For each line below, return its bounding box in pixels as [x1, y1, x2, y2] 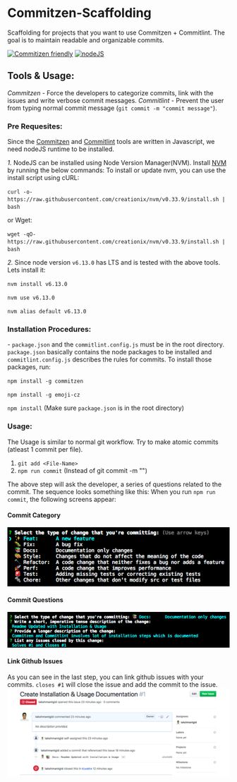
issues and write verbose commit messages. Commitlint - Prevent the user [7, 96, 224, 104]
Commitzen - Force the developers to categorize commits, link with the [7, 88, 214, 97]
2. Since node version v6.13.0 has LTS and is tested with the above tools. [7, 258, 221, 267]
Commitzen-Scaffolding [7, 5, 152, 21]
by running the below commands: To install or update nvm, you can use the [7, 166, 226, 174]
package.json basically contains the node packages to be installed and [7, 348, 212, 356]
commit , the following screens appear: [7, 495, 116, 503]
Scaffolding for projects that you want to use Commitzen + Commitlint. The [7, 28, 226, 37]
